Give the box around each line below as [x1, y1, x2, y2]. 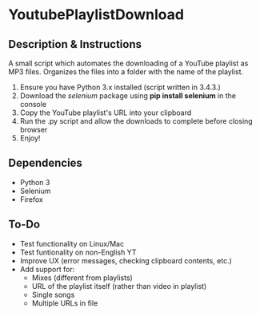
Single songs [31, 290, 75, 299]
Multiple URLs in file [31, 298, 98, 308]
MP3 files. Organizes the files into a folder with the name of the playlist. [8, 67, 244, 77]
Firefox [19, 194, 44, 204]
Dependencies [8, 156, 82, 170]
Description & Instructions [8, 38, 142, 51]
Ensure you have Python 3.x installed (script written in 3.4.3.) [19, 82, 222, 92]
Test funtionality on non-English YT [19, 247, 137, 257]
